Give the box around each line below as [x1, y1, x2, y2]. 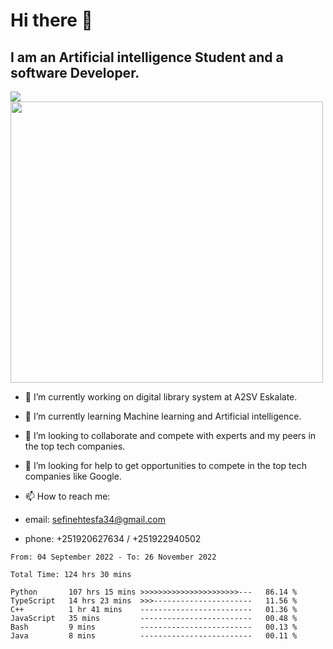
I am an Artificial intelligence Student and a [10, 49, 284, 66]
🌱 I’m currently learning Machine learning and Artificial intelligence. [24, 410, 302, 422]
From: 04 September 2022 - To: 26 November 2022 [10, 552, 217, 562]
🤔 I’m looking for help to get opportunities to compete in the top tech [24, 460, 307, 471]
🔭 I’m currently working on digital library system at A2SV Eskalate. [24, 391, 298, 403]
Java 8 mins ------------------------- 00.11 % [10, 631, 298, 641]
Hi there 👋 [10, 9, 93, 32]
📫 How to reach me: [24, 490, 111, 502]
